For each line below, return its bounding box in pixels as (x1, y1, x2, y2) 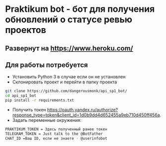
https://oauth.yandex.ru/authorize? (47, 107, 118, 113)
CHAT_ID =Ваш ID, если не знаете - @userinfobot (5, 136, 108, 141)
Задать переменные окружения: (12, 117, 82, 123)
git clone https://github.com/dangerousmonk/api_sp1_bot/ (5, 89, 127, 94)
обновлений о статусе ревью (5, 14, 132, 25)
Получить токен (12, 107, 46, 113)
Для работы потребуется (5, 61, 88, 69)
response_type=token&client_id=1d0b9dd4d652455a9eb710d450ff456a (12, 112, 160, 118)
